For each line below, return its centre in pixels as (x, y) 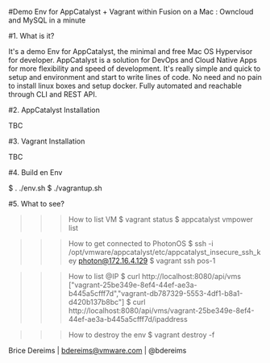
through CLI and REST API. (53, 94)
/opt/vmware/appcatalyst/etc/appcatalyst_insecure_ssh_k (164, 252)
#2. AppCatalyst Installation (54, 110)
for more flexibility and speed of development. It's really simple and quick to (135, 69)
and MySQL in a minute (47, 20)
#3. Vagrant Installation (47, 141)
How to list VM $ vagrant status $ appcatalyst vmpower (161, 219)
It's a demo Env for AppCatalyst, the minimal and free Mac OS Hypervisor (131, 51)
